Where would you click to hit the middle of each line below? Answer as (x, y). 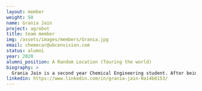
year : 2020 (20, 56)
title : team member (31, 34)
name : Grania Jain (29, 23)
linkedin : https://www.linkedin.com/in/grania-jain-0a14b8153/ (87, 78)
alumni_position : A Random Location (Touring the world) (79, 62)
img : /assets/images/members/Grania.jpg (58, 40)
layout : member (25, 12)
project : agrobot (28, 28)
